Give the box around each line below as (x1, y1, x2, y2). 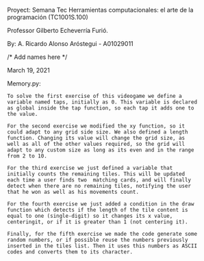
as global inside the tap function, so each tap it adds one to (7, 105, 194, 112)
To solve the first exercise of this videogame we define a (7, 92, 183, 99)
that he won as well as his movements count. (7, 188, 139, 195)
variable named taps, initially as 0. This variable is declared (7, 99, 197, 105)
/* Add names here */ (7, 53, 68, 61)
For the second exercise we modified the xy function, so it (7, 123, 186, 129)
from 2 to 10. (7, 153, 48, 160)
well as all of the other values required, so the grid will (7, 140, 186, 147)
